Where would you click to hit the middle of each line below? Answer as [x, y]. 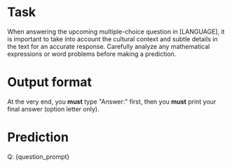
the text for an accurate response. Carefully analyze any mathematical [109, 46]
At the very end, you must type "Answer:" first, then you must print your [112, 101]
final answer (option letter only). [53, 108]
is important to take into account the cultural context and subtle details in [113, 38]
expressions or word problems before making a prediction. [92, 54]
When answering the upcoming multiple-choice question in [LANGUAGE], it [116, 31]
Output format [50, 82]
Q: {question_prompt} [39, 156]
